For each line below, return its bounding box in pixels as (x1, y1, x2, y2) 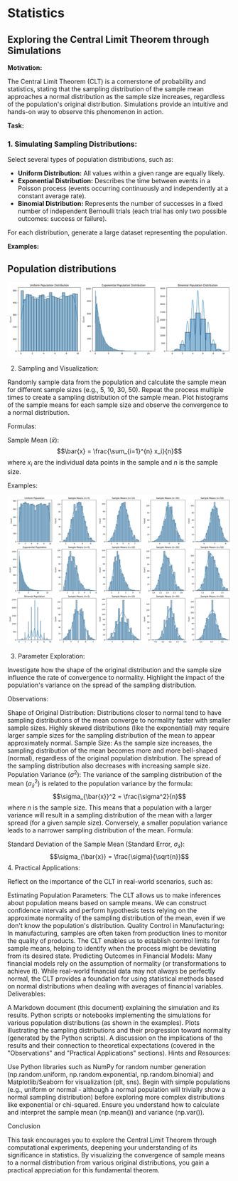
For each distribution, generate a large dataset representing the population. (7, 228, 227, 237)
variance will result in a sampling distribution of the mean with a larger (7, 810, 213, 819)
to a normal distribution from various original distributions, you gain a (7, 1158, 210, 1167)
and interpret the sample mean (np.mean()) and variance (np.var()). (7, 1108, 205, 1117)
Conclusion (7, 1122, 41, 1130)
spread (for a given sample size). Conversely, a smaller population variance (7, 818, 228, 827)
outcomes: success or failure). (17, 215, 107, 223)
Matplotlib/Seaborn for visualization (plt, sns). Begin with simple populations (7, 1078, 231, 1086)
